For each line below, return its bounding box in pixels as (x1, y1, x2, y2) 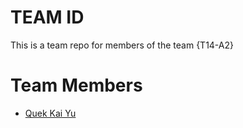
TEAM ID (10, 6, 85, 29)
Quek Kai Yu (24, 107, 77, 119)
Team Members (10, 74, 143, 97)
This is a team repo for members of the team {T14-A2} (10, 39, 235, 51)
